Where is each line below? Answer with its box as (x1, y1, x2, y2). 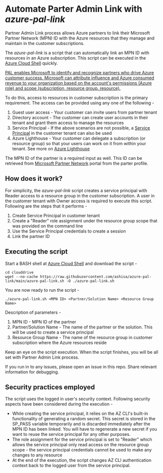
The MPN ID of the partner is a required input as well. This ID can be (5, 155, 143, 161)
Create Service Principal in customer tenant (12, 213, 100, 218)
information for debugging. (5, 369, 60, 375)
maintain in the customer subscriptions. (5, 40, 84, 46)
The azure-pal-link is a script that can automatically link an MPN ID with (5, 50, 150, 56)
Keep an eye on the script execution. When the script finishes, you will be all (5, 349, 159, 355)
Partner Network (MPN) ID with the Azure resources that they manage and (5, 35, 155, 41)
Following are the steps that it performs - (5, 203, 87, 209)
